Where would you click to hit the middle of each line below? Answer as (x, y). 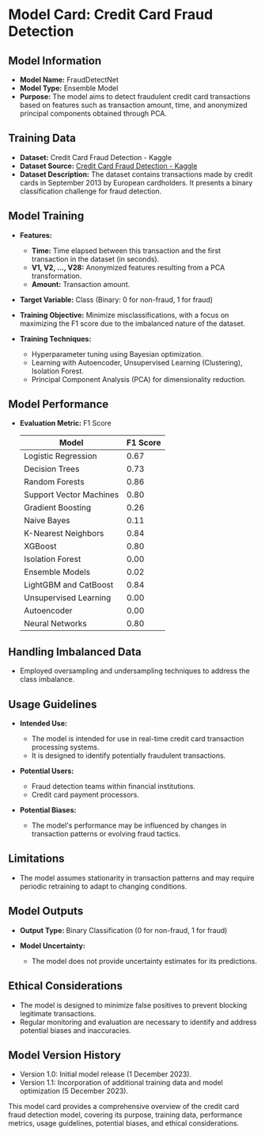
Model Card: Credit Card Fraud (111, 15)
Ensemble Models (57, 572)
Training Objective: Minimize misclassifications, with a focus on (124, 315)
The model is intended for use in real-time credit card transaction (138, 739)
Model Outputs (46, 911)
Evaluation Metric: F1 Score (66, 423)
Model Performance (59, 405)
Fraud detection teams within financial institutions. (114, 786)
